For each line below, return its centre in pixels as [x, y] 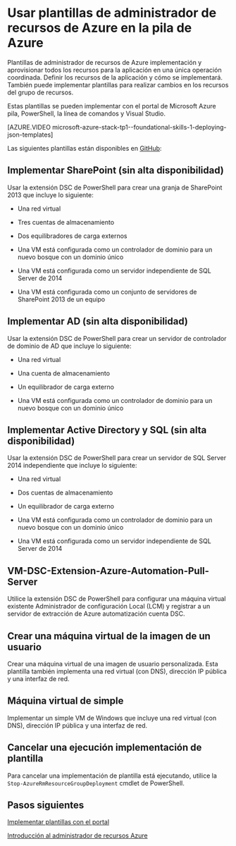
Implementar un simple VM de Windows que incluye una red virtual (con [112, 718]
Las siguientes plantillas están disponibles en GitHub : [85, 148]
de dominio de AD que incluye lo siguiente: [69, 346]
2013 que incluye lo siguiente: [50, 194]
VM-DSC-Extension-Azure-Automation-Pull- [108, 571]
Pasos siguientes [46, 805]
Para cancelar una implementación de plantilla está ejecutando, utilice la [112, 776]
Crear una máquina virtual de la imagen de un [109, 636]
